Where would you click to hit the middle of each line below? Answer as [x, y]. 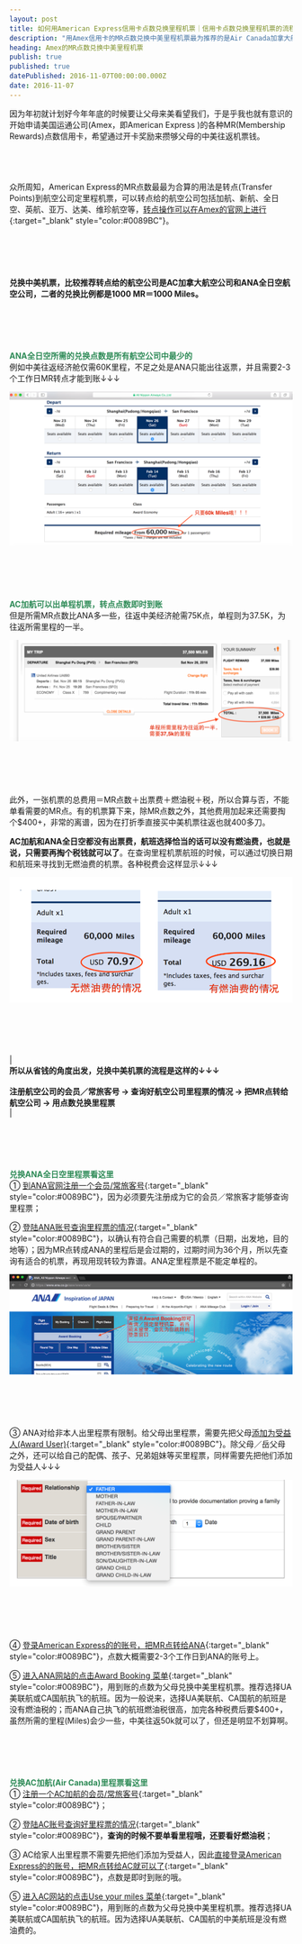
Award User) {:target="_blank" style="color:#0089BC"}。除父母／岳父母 [153, 1444]
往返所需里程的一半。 [49, 627]
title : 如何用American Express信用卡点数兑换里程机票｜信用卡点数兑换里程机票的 [146, 28]
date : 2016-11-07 [42, 86]
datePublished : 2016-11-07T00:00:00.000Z [88, 77]
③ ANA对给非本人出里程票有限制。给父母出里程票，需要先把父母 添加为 [142, 1433]
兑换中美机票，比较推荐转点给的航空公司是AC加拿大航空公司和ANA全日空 [146, 282]
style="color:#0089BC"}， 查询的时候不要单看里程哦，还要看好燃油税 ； [141, 1835]
